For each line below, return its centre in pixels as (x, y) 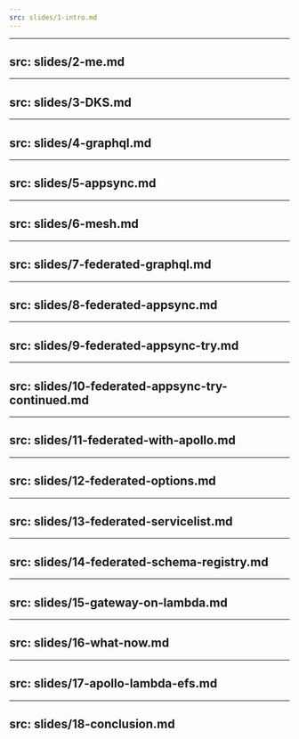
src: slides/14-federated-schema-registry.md (139, 562)
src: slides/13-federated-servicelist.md (121, 521)
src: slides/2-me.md (67, 62)
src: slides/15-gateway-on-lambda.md (119, 602)
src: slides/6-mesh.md (74, 224)
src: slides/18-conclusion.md (92, 724)
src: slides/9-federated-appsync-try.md (124, 345)
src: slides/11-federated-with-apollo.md (122, 440)
